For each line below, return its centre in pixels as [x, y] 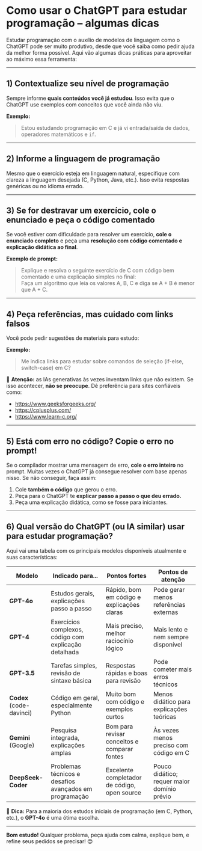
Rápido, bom [123, 589]
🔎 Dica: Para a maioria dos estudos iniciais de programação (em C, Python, [99, 811]
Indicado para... [75, 576]
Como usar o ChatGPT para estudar [97, 11]
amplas [61, 752]
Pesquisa [64, 730]
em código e [123, 597]
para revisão [123, 680]
